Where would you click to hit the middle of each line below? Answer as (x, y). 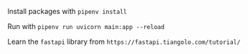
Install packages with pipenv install (67, 11)
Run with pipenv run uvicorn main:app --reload (86, 26)
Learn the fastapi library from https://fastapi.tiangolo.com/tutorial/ (124, 41)
